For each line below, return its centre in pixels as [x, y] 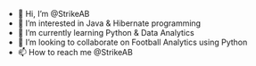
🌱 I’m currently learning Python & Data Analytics [106, 33]
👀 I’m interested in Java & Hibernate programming [109, 23]
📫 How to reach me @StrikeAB [75, 52]
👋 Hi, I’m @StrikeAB [54, 14]
